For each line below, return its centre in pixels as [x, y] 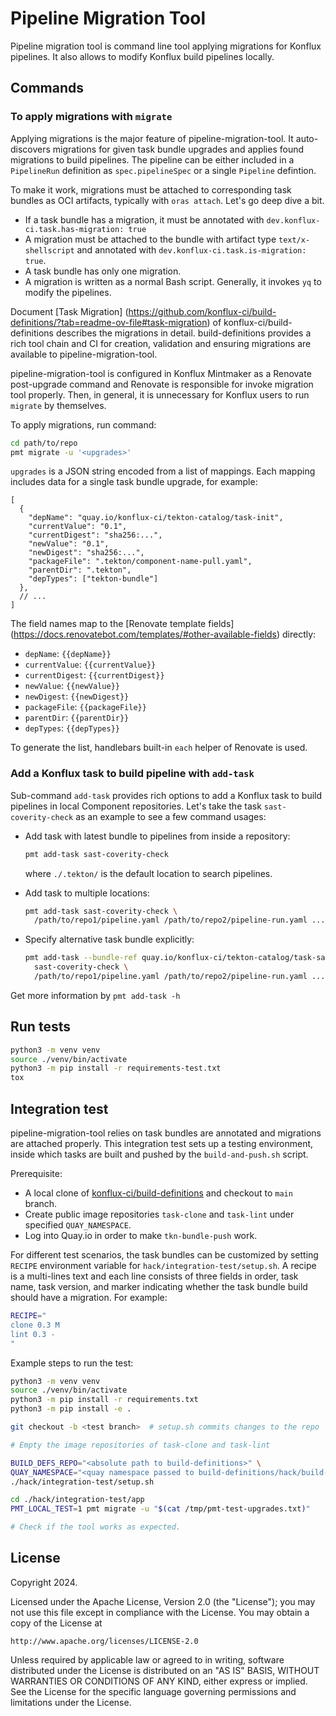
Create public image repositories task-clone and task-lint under [159, 1214]
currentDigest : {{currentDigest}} [94, 675]
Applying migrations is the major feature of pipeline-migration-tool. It [152, 138]
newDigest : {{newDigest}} [77, 696]
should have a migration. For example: [89, 1298]
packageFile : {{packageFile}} [85, 707]
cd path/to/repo [44, 443]
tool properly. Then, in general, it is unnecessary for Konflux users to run [160, 394]
